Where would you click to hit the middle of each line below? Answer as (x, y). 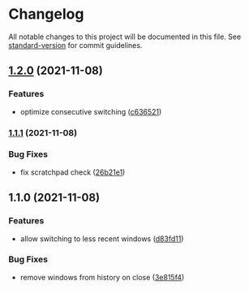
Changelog (46, 14)
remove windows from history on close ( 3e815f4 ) (102, 277)
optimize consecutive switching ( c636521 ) (91, 111)
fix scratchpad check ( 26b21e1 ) (73, 172)
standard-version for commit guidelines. (75, 45)
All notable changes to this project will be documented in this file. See (125, 37)
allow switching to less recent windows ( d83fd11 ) (102, 238)
